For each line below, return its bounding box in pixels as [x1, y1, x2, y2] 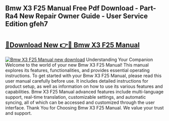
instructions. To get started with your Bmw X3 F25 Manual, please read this [5, 73, 162, 79]
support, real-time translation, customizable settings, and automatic [5, 94, 146, 100]
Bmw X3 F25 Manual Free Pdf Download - [5, 4, 139, 13]
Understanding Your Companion [86, 56, 153, 63]
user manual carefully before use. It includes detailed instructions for [5, 78, 149, 84]
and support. [5, 110, 32, 116]
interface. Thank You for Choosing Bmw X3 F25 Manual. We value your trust [5, 105, 164, 110]
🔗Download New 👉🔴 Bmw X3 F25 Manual [5, 40, 140, 49]
